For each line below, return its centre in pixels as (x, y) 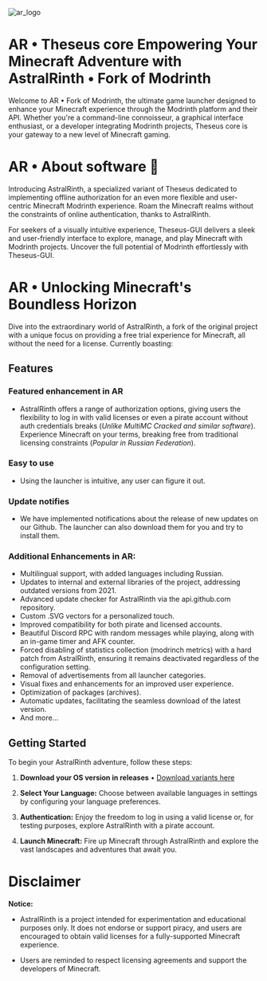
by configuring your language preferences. (90, 801)
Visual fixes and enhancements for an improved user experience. (126, 684)
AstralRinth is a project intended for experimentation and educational (133, 920)
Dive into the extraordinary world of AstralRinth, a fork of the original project (133, 326)
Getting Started (47, 743)
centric (20, 206)
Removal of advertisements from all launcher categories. (113, 675)
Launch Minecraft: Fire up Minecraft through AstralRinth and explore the (139, 841)
